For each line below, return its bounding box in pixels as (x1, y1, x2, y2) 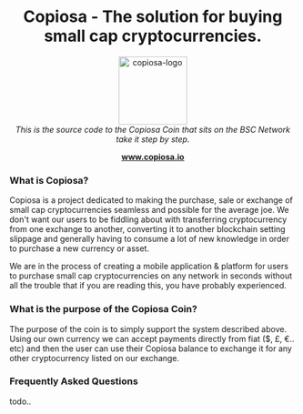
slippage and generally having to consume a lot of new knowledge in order (9, 234, 289, 245)
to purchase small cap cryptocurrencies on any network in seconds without (9, 270, 293, 281)
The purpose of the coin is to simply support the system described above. (9, 323, 288, 334)
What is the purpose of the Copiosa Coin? (9, 303, 197, 316)
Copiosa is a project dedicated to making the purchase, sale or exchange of (9, 195, 294, 206)
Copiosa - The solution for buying (23, 6, 283, 27)
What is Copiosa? (9, 174, 89, 187)
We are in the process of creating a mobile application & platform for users (9, 261, 289, 272)
